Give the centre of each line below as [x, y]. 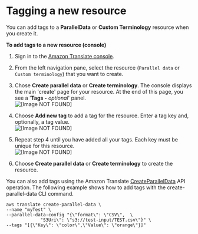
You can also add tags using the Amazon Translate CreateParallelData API [96, 181]
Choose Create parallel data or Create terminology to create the [94, 163]
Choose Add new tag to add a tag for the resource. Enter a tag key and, [102, 116]
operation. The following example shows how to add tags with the [86, 187]
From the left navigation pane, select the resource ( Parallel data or [97, 67]
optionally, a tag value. [42, 121]
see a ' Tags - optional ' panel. [50, 98]
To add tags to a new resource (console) [56, 45]
